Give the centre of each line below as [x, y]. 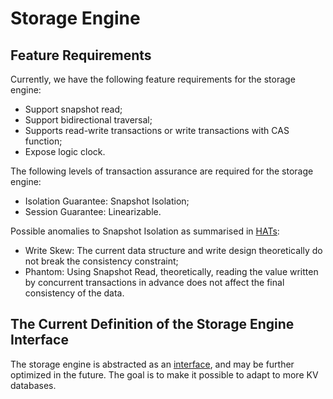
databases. [33, 385]
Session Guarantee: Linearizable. [93, 211]
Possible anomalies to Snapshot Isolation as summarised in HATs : [145, 231]
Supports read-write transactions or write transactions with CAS [157, 130]
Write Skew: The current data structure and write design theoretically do [173, 250]
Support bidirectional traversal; [88, 120]
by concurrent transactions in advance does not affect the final [154, 282]
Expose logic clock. [65, 151]
